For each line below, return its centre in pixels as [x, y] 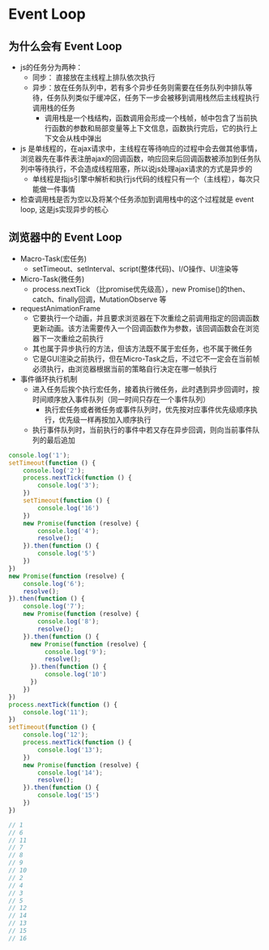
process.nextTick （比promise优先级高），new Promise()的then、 [141, 288]
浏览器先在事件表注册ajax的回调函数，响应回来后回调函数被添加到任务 [137, 158]
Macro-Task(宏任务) [53, 258]
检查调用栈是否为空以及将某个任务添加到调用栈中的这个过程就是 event [137, 199]
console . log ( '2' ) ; [54, 471]
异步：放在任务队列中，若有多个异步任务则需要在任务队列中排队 [139, 87]
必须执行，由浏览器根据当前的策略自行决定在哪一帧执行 [124, 369]
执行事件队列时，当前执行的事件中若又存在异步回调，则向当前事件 [142, 429]
